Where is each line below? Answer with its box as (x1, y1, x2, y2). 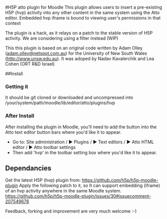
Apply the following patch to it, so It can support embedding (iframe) (19, 182, 160, 188)
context (5, 20, 21, 26)
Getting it (5, 83, 28, 90)
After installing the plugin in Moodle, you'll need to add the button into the (5, 124, 157, 130)
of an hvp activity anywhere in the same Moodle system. (5, 188, 121, 194)
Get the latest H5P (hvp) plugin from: (5, 177, 81, 183)
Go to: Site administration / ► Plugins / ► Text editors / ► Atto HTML (12, 139, 154, 145)
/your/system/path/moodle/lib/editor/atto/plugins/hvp (5, 100, 115, 106)
